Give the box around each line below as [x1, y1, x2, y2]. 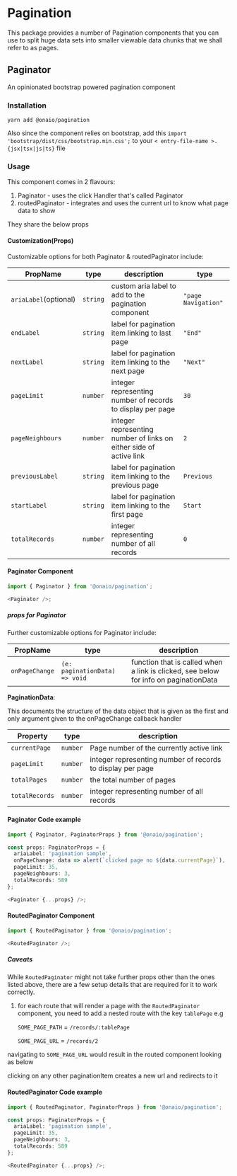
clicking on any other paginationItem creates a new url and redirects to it [7, 1071, 218, 1080]
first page [111, 509, 143, 519]
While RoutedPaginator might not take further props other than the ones [7, 973, 215, 981]
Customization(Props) [7, 236, 74, 245]
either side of [111, 442, 155, 452]
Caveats [7, 955, 33, 964]
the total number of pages [90, 775, 176, 785]
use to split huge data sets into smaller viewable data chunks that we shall [7, 35, 223, 44]
